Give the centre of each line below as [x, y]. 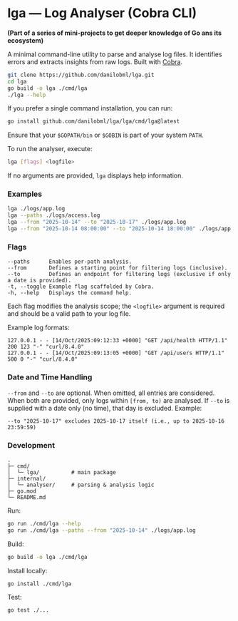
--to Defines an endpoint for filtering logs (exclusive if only [119, 274]
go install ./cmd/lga [40, 584]
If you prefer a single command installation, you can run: [90, 108]
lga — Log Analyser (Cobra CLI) [102, 13]
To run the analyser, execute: [50, 149]
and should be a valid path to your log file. [69, 314]
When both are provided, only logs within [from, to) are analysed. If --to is [119, 400]
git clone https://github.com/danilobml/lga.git [81, 75]
